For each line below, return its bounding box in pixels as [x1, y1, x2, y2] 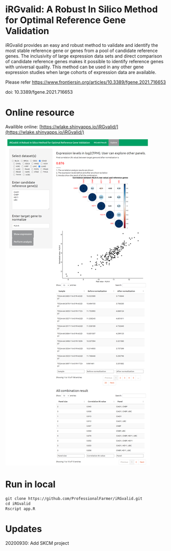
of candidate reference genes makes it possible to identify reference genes [5, 58, 164, 64]
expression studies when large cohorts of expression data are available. [5, 69, 157, 75]
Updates [5, 523, 42, 535]
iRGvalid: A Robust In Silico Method [5, 4, 158, 15]
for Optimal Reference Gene [5, 14, 126, 26]
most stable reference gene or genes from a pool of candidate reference [5, 47, 158, 54]
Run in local [5, 479, 56, 490]
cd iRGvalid [5, 501, 31, 506]
